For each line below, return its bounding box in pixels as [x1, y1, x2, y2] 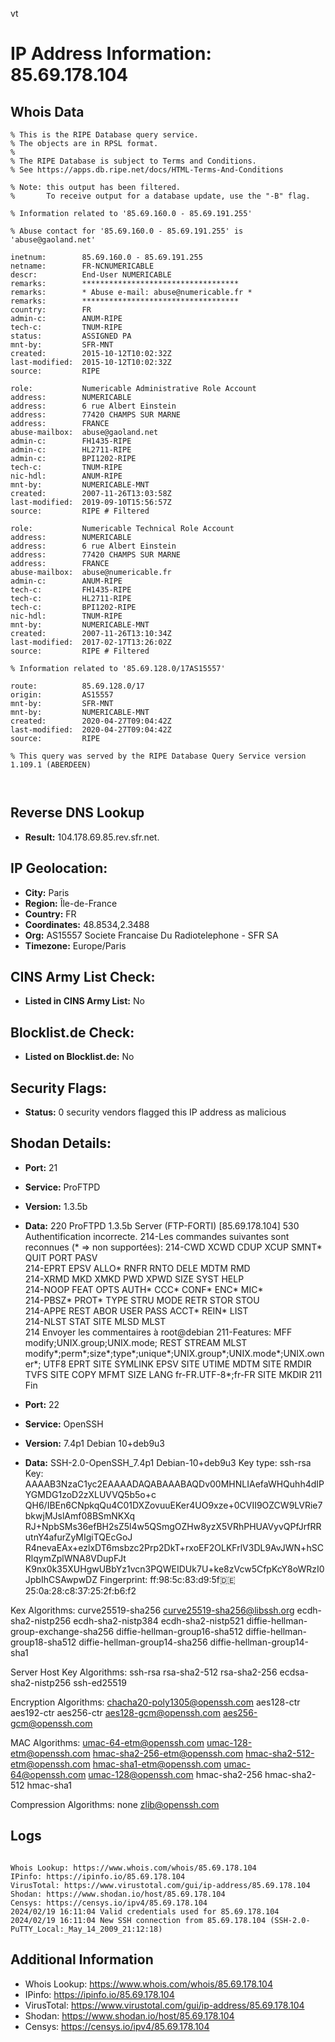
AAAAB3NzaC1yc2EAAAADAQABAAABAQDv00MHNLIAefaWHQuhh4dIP [24, 1478, 325, 1490]
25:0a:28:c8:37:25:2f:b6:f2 [24, 1584, 137, 1597]
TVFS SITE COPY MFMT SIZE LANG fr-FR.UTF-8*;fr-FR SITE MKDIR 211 [24, 1368, 323, 1380]
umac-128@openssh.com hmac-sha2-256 [88, 1768, 263, 1780]
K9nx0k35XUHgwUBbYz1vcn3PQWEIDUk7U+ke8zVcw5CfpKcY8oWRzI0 [24, 1563, 325, 1575]
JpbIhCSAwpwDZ [24, 1573, 98, 1585]
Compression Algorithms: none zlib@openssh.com [10, 1798, 220, 1810]
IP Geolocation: [10, 860, 108, 877]
